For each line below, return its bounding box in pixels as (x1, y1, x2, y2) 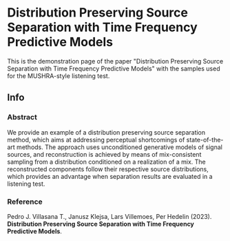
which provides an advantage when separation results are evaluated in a (7, 172, 213, 180)
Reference (7, 197, 43, 206)
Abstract (7, 113, 38, 122)
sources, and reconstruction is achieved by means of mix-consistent (7, 150, 202, 158)
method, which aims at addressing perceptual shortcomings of (7, 135, 185, 144)
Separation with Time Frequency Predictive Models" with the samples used (7, 64, 220, 73)
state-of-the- (186, 135, 224, 144)
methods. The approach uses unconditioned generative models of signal (16, 143, 222, 151)
